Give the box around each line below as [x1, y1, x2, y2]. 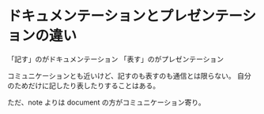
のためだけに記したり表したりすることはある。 [7, 80, 160, 90]
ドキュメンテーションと [7, 7, 160, 25]
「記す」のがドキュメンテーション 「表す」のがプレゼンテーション [7, 54, 224, 64]
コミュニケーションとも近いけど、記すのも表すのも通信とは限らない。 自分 [7, 71, 251, 80]
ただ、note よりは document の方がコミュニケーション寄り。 [7, 97, 206, 107]
